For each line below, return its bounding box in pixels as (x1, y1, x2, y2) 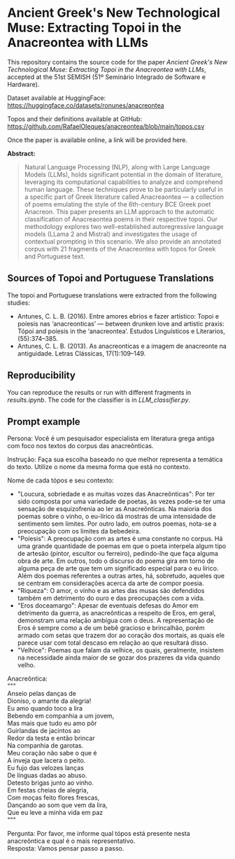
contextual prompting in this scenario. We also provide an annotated (24, 237, 222, 246)
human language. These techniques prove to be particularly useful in (24, 185, 223, 193)
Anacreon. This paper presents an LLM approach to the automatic (24, 207, 215, 216)
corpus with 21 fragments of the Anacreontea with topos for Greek (24, 244, 216, 253)
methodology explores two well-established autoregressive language (24, 222, 224, 230)
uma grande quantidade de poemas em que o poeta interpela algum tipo (17, 542, 227, 550)
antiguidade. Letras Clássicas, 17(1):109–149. (17, 349, 146, 358)
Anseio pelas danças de (7, 690, 77, 698)
